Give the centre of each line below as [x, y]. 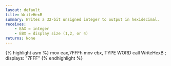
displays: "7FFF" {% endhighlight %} [44, 58]
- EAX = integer [32, 29]
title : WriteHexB [24, 15]
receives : [16, 24]
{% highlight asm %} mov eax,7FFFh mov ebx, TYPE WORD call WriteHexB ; [86, 53]
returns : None [21, 39]
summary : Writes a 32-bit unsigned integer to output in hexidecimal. [82, 19]
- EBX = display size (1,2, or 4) [51, 34]
